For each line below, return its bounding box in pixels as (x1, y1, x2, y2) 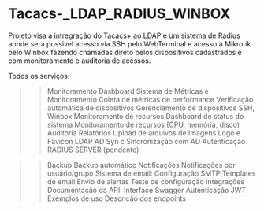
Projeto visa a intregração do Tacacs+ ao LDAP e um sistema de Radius (8, 31, 240, 40)
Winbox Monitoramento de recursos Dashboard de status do (46, 111, 244, 120)
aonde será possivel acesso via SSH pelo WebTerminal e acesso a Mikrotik (8, 39, 251, 48)
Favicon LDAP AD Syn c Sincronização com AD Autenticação (46, 136, 246, 146)
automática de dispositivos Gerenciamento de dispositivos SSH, (46, 103, 255, 113)
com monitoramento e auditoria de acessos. (8, 56, 151, 65)
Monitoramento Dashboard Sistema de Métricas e (46, 86, 209, 95)
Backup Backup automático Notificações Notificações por (46, 160, 236, 169)
